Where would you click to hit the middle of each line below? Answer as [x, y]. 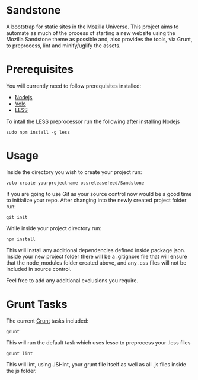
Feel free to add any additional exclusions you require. [72, 280]
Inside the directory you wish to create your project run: [74, 172]
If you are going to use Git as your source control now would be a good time [99, 194]
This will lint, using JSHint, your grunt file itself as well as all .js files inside [96, 364]
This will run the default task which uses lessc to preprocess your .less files [98, 342]
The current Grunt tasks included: [47, 321]
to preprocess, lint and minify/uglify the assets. [63, 46]
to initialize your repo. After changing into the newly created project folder [96, 200]
